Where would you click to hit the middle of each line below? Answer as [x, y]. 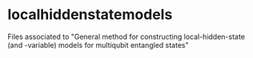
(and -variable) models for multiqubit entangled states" [98, 44]
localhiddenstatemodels [90, 15]
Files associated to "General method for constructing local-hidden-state [127, 37]
